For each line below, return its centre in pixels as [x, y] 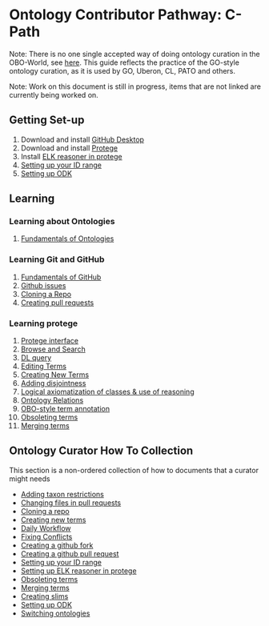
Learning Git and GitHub [57, 259]
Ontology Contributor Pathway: [116, 15]
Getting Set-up [47, 120]
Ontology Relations [52, 400]
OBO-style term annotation [65, 409]
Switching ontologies [55, 613]
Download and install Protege [69, 148]
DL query [36, 358]
